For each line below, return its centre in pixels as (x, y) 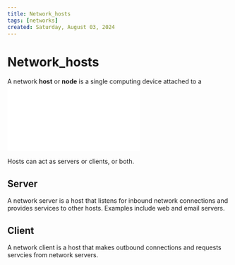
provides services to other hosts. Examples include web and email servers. (116, 208)
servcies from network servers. (53, 254)
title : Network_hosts (39, 14)
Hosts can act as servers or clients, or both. (71, 161)
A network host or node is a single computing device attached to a (105, 81)
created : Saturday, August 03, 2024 (61, 27)
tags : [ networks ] (33, 20)
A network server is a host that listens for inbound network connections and (117, 201)
